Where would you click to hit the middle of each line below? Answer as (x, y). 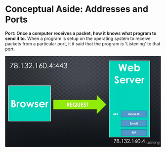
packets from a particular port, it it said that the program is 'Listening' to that (83, 43)
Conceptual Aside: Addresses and (77, 9)
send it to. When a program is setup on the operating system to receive (78, 38)
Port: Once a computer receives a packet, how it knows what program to (81, 33)
